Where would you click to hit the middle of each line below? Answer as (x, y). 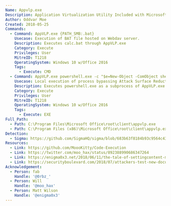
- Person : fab (25, 172)
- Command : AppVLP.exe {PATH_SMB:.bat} (52, 34)
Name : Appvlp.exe (24, 10)
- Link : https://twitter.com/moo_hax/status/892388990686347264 (79, 153)
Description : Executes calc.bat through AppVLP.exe (70, 43)
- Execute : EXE (35, 115)
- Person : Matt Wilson (34, 191)
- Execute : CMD (35, 72)
